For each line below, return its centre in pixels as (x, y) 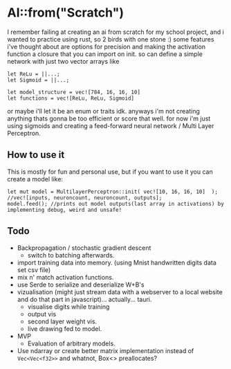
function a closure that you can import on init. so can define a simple (105, 54)
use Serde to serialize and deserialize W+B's (81, 285)
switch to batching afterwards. (71, 255)
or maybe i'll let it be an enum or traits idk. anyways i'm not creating (104, 111)
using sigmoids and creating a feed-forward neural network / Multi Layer (111, 125)
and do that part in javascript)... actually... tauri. (84, 299)
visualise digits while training (68, 307)
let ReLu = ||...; (34, 74)
